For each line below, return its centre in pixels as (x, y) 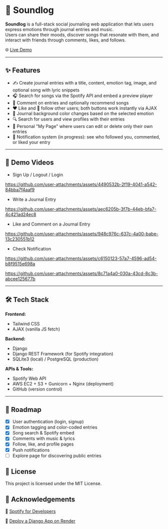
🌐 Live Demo (19, 49)
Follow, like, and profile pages (43, 444)
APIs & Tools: (19, 369)
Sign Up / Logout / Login (38, 174)
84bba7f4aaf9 (20, 189)
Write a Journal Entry (34, 199)
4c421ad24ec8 (21, 214)
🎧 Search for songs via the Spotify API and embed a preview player (82, 95)
